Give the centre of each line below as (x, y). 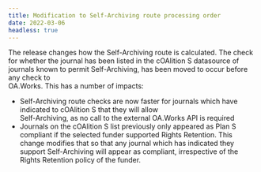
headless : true (33, 30)
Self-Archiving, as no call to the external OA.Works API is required (127, 118)
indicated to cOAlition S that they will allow (89, 110)
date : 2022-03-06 (37, 23)
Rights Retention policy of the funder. (80, 160)
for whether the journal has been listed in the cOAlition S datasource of (124, 61)
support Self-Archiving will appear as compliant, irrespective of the (129, 151)
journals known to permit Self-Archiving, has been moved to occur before (128, 69)
